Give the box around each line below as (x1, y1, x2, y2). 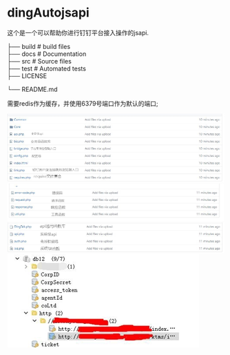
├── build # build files (7, 42, 71, 50)
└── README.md (7, 85, 58, 93)
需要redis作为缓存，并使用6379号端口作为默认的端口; (7, 99, 158, 108)
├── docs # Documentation (7, 50, 87, 58)
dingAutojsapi (7, 5, 90, 21)
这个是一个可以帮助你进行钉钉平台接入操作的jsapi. (7, 28, 149, 37)
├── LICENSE (7, 71, 47, 80)
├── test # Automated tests (7, 64, 86, 73)
